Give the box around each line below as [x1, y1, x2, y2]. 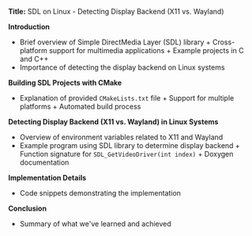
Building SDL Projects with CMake [8, 78, 122, 87]
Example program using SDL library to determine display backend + [19, 141, 241, 150]
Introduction [8, 22, 50, 31]
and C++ [19, 55, 49, 63]
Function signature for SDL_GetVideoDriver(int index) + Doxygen [19, 150, 234, 158]
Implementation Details [8, 173, 87, 182]
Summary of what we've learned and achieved [19, 219, 171, 228]
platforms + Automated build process [19, 102, 141, 111]
